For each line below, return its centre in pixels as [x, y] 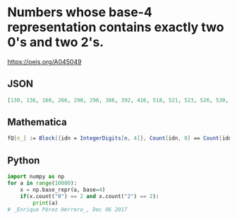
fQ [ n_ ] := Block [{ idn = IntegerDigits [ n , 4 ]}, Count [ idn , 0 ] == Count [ [115, 138]
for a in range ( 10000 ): [42, 183]
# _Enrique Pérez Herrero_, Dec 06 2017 [68, 209]
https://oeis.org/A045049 [45, 61]
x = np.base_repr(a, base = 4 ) [63, 190]
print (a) [45, 203]
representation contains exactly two [116, 27]
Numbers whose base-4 [80, 12]
